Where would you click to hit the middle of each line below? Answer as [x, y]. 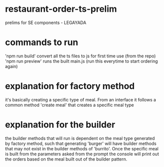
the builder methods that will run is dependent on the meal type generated [80, 138]
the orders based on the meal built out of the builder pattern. [66, 159]
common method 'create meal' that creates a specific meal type [70, 105]
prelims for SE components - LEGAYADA [46, 23]
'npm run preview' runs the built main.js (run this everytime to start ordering [82, 61]
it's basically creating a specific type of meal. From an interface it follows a [81, 99]
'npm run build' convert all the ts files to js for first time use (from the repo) [81, 56]
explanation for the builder [60, 125]
